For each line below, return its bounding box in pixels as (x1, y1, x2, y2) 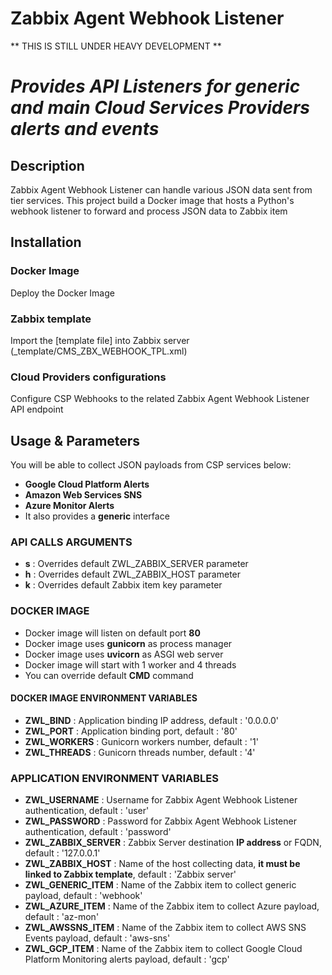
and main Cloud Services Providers (10, 97, 311, 119)
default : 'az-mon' (24, 911, 100, 923)
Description (10, 157, 85, 174)
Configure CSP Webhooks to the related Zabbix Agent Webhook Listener (10, 393, 310, 405)
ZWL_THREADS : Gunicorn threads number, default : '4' (24, 746, 256, 758)
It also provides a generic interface (24, 510, 170, 522)
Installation (10, 234, 82, 251)
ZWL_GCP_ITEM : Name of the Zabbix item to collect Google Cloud (24, 943, 303, 955)
